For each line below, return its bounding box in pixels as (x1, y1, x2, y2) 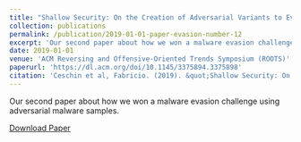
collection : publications (9, 21, 106, 30)
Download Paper (9, 122, 72, 133)
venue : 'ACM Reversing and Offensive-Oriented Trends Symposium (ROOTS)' (9, 54, 291, 63)
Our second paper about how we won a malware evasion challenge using (9, 96, 280, 106)
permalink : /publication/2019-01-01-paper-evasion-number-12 (9, 29, 243, 38)
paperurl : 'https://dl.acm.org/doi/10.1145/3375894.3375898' (9, 63, 243, 72)
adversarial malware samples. (9, 104, 119, 116)
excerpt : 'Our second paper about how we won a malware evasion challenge (9, 38, 295, 47)
